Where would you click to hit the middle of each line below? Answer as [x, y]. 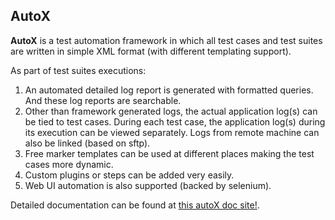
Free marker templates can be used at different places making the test [169, 153]
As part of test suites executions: [78, 70]
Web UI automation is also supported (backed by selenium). [148, 185]
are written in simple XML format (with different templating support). [151, 51]
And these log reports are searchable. [103, 100]
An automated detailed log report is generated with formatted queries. [169, 90]
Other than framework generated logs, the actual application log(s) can [171, 111]
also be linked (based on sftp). [87, 143]
